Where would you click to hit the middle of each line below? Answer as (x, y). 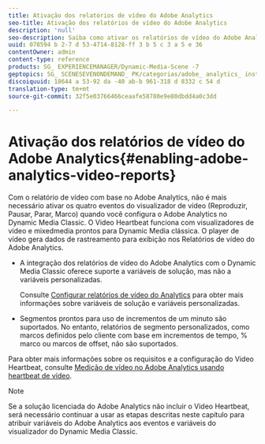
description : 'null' (42, 30)
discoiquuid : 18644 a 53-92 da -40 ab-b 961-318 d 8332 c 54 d (114, 81)
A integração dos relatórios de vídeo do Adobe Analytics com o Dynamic (138, 263)
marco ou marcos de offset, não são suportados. (99, 344)
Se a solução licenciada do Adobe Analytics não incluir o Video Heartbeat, (129, 406)
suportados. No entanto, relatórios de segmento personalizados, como (134, 327)
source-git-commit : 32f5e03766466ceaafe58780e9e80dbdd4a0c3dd (112, 96)
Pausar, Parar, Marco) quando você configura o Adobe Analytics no (118, 215)
